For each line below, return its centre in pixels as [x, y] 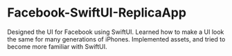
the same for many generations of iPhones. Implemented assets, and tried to [116, 39]
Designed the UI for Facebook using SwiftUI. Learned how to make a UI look [116, 32]
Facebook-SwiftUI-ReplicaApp [97, 13]
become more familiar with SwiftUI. [57, 46]
